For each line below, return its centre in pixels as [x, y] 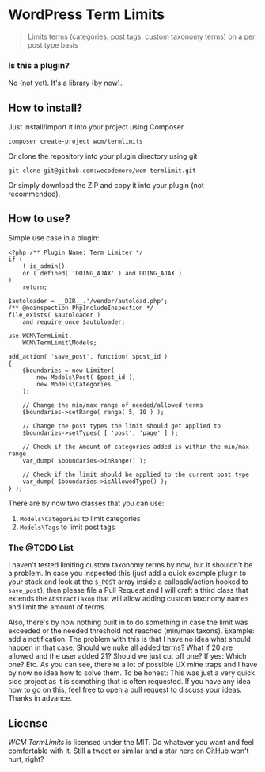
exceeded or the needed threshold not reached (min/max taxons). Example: [131, 631]
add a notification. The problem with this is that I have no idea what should [129, 639]
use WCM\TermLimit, [40, 336]
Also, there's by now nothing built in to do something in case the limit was [128, 622]
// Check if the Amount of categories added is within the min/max [136, 447]
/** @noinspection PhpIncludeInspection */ [81, 308]
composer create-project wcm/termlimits [76, 142]
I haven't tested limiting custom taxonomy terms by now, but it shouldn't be [131, 565]
